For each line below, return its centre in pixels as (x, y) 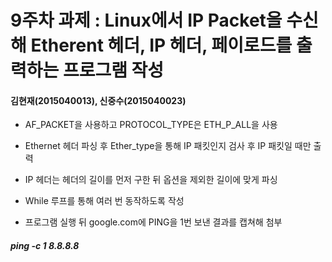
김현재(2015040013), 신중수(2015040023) (98, 100)
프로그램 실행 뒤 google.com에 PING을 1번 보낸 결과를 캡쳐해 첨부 (153, 222)
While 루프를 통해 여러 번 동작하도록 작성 (104, 201)
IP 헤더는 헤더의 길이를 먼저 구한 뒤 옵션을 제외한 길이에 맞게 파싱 (151, 180)
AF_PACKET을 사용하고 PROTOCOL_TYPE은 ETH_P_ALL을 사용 (151, 125)
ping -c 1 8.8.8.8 (45, 245)
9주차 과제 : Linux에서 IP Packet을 (146, 20)
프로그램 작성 (113, 70)
